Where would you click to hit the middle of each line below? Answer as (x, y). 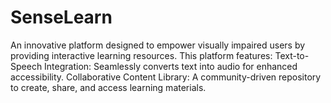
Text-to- (292, 55)
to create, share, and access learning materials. (108, 87)
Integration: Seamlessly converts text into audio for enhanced (171, 66)
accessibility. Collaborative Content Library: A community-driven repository (166, 77)
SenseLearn (61, 17)
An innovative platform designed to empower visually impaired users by (158, 45)
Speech (26, 66)
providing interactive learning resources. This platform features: (141, 55)
